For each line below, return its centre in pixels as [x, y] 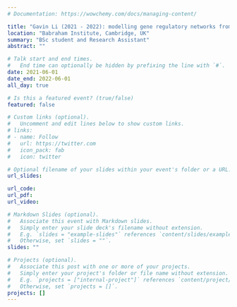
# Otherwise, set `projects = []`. [63, 287]
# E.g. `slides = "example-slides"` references [82, 234]
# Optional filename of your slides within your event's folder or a [112, 169]
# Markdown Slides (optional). [53, 215]
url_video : [23, 202]
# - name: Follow [33, 137]
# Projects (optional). [42, 260]
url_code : [22, 189]
